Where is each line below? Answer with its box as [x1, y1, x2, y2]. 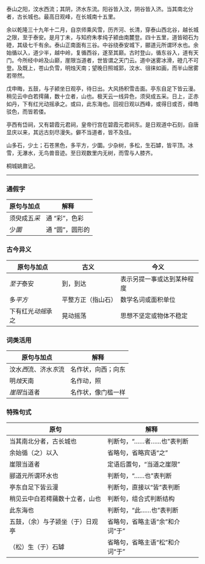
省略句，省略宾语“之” [107, 449, 168, 457]
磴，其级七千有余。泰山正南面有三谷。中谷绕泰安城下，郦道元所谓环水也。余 [6, 42, 199, 48]
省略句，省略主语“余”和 [107, 517, 174, 526]
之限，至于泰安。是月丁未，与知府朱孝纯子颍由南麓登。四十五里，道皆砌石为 [6, 34, 199, 41]
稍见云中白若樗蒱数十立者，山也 [9, 495, 102, 503]
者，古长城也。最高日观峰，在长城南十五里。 [6, 13, 119, 20]
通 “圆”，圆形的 [46, 225, 90, 234]
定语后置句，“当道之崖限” [107, 460, 181, 468]
